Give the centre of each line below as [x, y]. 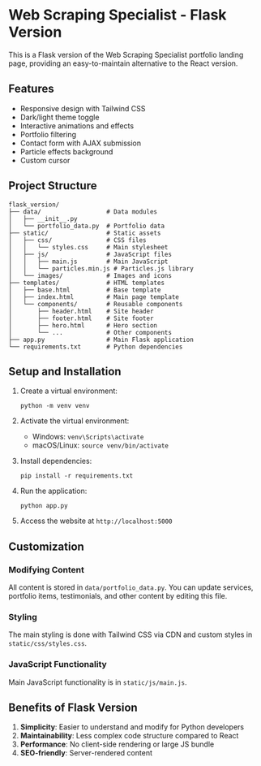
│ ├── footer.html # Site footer [81, 318]
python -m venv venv [55, 406]
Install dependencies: [56, 461]
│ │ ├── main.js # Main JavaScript [88, 262]
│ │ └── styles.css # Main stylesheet [88, 247]
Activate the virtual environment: [75, 421]
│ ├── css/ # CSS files [78, 240]
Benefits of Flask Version [73, 708]
